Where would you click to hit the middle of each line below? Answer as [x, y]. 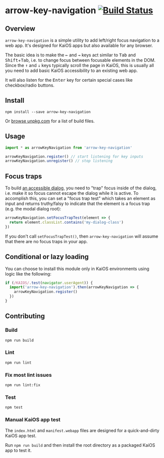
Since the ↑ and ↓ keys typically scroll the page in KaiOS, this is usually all [80, 65]
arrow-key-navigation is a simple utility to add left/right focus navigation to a [82, 40]
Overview [20, 29]
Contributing [25, 316]
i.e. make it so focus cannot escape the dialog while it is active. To [72, 193]
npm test [14, 408]
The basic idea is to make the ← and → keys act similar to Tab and [70, 55]
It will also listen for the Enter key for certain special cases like [69, 80]
